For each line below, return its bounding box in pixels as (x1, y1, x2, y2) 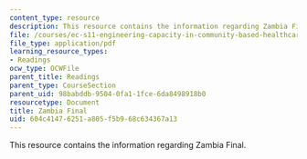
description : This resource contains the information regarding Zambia (9, 22, 288, 31)
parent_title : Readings (9, 73, 101, 82)
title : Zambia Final (9, 106, 89, 115)
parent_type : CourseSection (9, 81, 117, 90)
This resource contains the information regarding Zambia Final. (9, 140, 247, 151)
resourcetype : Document (9, 97, 101, 107)
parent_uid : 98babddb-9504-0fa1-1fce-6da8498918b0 (9, 89, 206, 98)
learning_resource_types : (9, 47, 108, 56)
